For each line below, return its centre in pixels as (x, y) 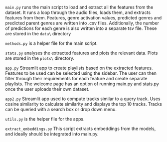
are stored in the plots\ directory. (40, 58)
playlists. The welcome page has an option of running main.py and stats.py (82, 84)
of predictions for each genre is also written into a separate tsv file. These (81, 28)
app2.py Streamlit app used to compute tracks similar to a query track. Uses (83, 99)
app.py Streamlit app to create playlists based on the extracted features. (79, 68)
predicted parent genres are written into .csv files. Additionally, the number (82, 23)
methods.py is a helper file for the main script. (52, 43)
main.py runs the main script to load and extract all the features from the (79, 7)
